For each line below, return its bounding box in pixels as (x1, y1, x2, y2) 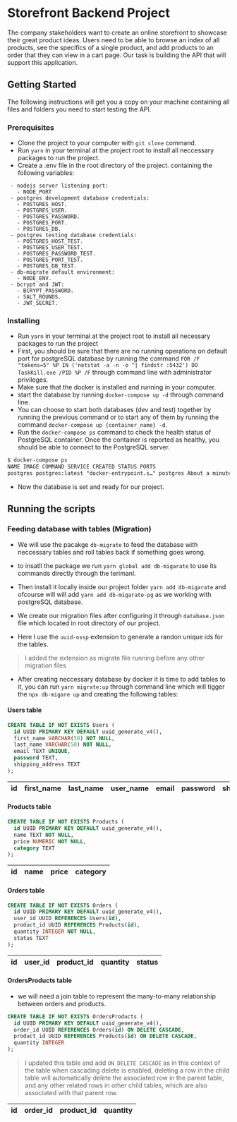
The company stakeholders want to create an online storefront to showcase (7, 28, 228, 37)
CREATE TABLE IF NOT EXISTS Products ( (7, 819, 125, 826)
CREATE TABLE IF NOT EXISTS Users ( (7, 721, 115, 728)
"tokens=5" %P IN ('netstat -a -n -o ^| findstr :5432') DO (17, 362, 198, 369)
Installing (7, 315, 40, 325)
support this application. (7, 58, 78, 66)
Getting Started (7, 79, 77, 91)
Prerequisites (7, 122, 54, 132)
